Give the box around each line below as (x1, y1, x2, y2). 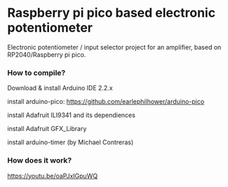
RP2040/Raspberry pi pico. (7, 50, 86, 59)
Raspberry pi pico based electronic (7, 5, 216, 21)
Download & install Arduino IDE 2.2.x (7, 84, 114, 92)
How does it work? (7, 155, 72, 165)
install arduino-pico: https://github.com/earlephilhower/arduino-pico (7, 97, 205, 106)
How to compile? (7, 68, 66, 78)
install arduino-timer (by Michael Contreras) (7, 138, 134, 146)
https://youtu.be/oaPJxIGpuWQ (7, 172, 98, 180)
